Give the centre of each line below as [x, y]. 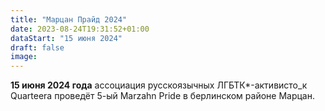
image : [24, 57]
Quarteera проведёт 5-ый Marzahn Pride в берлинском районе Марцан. [162, 96]
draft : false [37, 47]
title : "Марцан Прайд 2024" [69, 19]
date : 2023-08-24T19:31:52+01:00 [80, 29]
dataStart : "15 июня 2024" [66, 38]
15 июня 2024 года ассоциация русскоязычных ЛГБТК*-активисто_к [159, 85]
